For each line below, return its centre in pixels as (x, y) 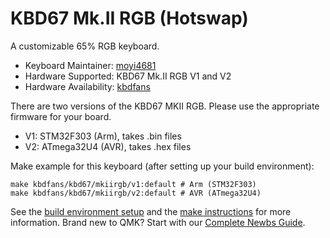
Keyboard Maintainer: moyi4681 (90, 65)
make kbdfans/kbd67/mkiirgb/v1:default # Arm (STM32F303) (133, 184)
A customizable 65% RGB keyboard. (85, 46)
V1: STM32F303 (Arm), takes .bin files (103, 136)
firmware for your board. (61, 116)
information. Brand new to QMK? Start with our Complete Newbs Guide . (158, 222)
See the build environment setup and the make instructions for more (151, 211)
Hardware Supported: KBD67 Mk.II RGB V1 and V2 (128, 76)
